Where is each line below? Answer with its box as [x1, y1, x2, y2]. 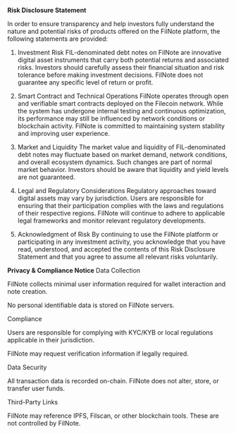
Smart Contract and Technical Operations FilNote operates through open [17, 92, 229, 100]
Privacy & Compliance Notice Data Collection [7, 266, 141, 274]
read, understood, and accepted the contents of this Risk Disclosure [17, 245, 216, 253]
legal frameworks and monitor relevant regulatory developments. [17, 216, 206, 225]
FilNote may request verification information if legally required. [7, 349, 189, 358]
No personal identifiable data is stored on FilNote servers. [7, 301, 175, 309]
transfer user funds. [7, 384, 66, 392]
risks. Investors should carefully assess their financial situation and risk [17, 63, 225, 71]
